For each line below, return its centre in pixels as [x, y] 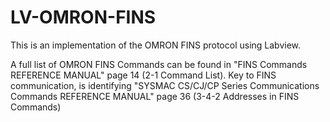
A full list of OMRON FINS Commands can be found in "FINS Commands [159, 64]
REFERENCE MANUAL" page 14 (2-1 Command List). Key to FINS [143, 75]
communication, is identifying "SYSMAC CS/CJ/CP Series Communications [165, 85]
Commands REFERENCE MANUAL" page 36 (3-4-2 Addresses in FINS [155, 96]
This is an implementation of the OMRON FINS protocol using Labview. [156, 45]
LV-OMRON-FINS [83, 17]
